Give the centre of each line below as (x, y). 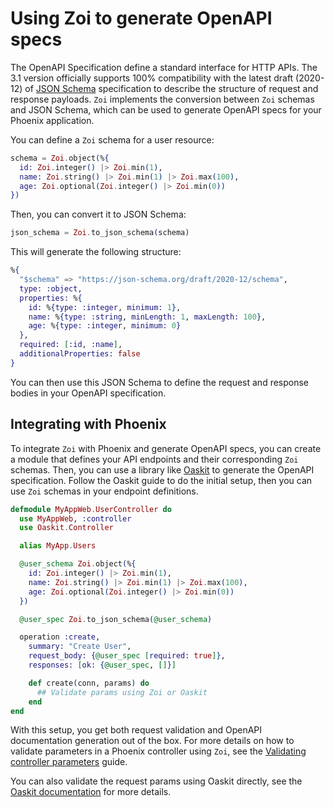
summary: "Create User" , (80, 647)
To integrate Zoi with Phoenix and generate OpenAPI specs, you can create (166, 448)
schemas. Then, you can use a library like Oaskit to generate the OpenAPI (162, 469)
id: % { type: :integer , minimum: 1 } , (105, 307)
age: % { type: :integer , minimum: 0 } (105, 326)
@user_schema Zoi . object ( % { (78, 564)
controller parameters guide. (69, 762)
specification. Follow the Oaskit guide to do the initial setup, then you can (161, 480)
